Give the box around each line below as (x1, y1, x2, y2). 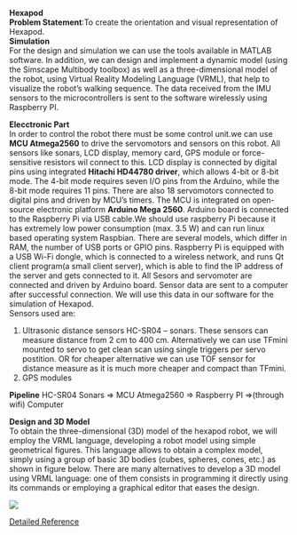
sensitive (9, 157, 43, 167)
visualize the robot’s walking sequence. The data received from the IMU (9, 84, 272, 93)
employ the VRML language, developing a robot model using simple (9, 435, 256, 445)
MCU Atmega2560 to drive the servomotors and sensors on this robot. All (9, 138, 281, 148)
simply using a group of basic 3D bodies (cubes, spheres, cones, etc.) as (9, 454, 277, 465)
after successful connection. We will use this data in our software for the (9, 289, 275, 299)
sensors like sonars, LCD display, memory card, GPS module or (9, 148, 240, 158)
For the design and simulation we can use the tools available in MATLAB (9, 45, 272, 56)
